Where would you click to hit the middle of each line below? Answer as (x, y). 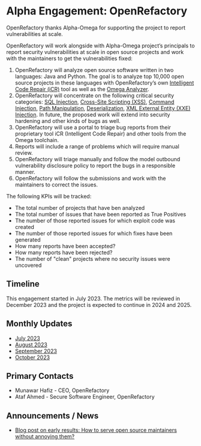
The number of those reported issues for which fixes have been (94, 233)
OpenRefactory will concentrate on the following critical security (94, 95)
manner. (25, 171)
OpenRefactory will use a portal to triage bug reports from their (93, 127)
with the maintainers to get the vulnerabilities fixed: (70, 58)
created (25, 227)
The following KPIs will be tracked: (49, 196)
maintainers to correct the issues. (56, 185)
